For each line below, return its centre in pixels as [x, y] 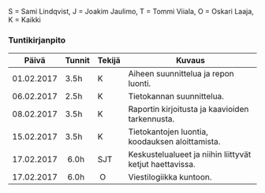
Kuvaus [190, 61]
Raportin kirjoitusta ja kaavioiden [188, 109]
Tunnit [78, 61]
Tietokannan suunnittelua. [176, 96]
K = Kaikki [24, 20]
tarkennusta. [151, 119]
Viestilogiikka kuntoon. [170, 177]
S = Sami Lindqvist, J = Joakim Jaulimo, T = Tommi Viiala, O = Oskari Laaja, [131, 11]
